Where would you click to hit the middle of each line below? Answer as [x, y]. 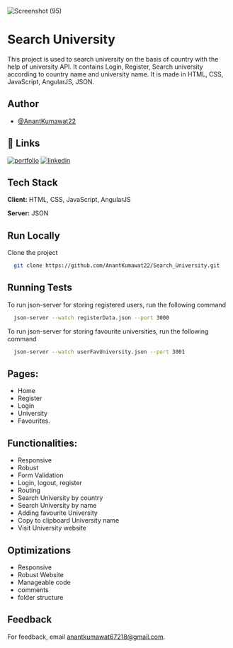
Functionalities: [42, 443]
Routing [29, 490]
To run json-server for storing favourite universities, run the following [108, 331]
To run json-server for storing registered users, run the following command [117, 305]
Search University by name [57, 506]
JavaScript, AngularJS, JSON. [51, 81]
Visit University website [52, 528]
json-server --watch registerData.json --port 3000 [92, 318]
